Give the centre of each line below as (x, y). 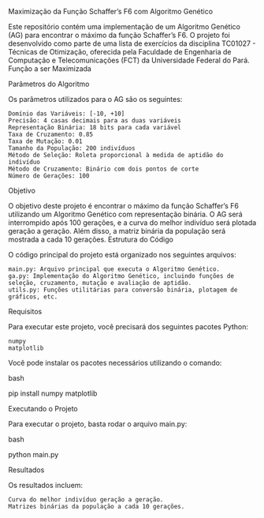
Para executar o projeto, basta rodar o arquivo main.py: (98, 424)
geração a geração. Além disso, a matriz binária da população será (117, 231)
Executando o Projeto (43, 409)
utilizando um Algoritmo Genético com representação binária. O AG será (125, 214)
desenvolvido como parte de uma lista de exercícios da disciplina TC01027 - (132, 43)
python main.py (33, 454)
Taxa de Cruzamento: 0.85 (50, 134)
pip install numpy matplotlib (53, 393)
